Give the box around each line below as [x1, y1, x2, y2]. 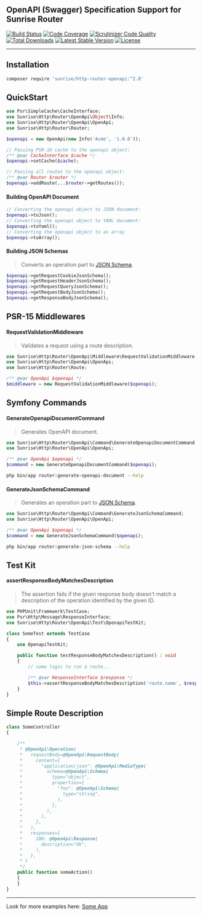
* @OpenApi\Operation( [19, 746, 77, 752]
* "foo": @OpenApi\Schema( [19, 785, 120, 791]
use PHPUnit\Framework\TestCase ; [6, 608, 90, 615]
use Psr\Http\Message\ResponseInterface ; [6, 614, 112, 620]
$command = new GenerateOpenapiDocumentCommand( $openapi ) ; [6, 462, 158, 468]
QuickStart [6, 92, 48, 102]
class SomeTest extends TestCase [6, 631, 90, 637]
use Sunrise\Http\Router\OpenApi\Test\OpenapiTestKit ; [6, 620, 147, 626]
